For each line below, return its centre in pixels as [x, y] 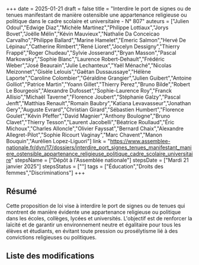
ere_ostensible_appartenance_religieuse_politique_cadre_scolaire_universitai [99, 154]
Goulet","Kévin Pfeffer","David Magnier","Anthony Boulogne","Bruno [88, 116]
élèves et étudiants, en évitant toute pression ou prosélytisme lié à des [92, 231]
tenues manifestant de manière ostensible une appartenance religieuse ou [97, 15]
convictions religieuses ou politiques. [51, 237]
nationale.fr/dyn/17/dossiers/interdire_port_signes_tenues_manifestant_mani [99, 147]
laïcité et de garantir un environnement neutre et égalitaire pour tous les [94, 225]
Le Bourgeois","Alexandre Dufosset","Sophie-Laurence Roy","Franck [89, 91]
